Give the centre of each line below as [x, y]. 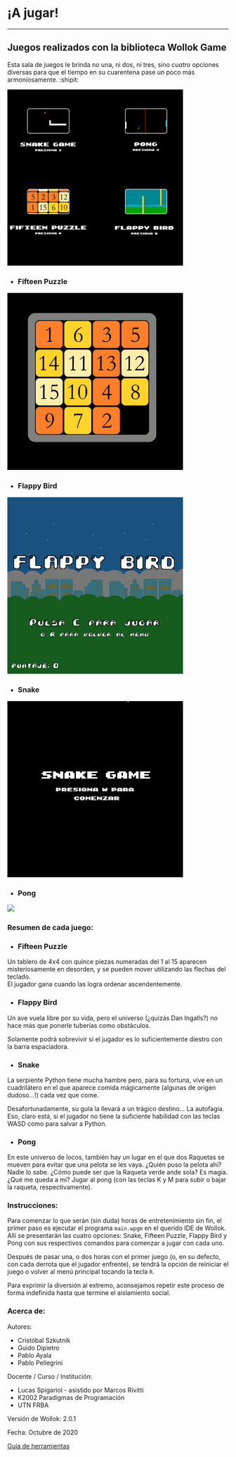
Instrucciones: [33, 1205]
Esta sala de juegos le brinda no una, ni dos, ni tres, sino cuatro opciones [113, 64]
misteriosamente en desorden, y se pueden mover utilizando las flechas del [117, 969]
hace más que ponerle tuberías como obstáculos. [79, 1025]
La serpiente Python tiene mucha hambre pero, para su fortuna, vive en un [115, 1080]
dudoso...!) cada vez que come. [53, 1095]
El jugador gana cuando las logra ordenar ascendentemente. [95, 984]
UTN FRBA [33, 1405]
